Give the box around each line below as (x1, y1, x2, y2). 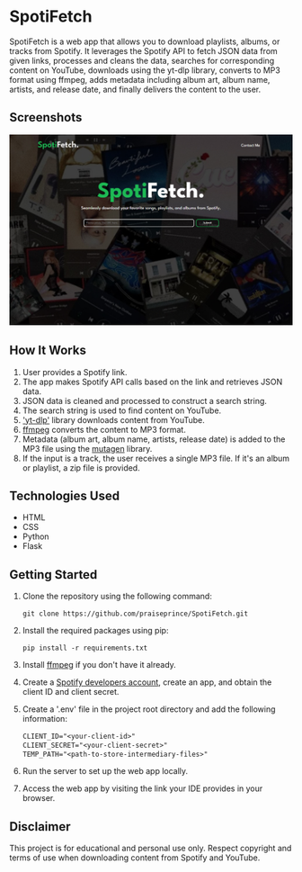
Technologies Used (9, 489, 120, 504)
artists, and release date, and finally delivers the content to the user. (9, 84, 262, 94)
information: (22, 714, 67, 724)
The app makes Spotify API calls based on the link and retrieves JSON (22, 376, 283, 387)
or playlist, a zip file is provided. (22, 462, 141, 473)
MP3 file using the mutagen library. (22, 443, 153, 454)
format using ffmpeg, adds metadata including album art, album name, (9, 74, 271, 85)
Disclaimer (9, 819, 71, 834)
